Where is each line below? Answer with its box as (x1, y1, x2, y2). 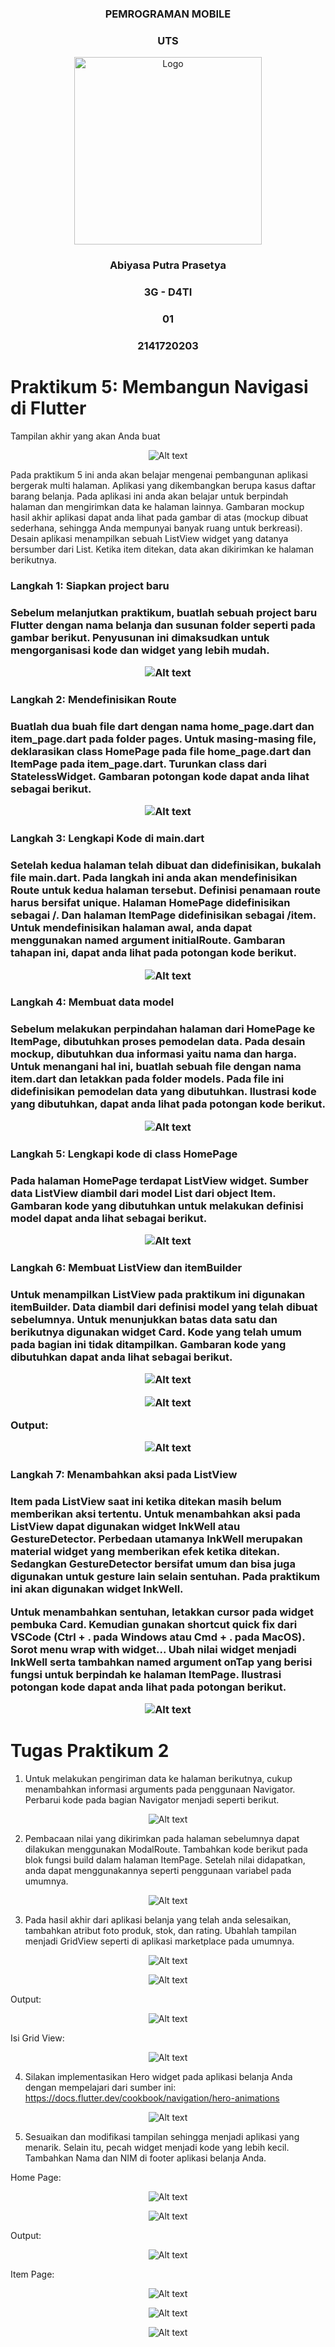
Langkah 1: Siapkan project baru (10, 578, 170, 592)
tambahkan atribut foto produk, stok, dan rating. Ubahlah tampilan (24, 1924, 297, 1936)
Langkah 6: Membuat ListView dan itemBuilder (10, 1260, 243, 1274)
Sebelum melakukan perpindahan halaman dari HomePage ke (10, 1022, 316, 1036)
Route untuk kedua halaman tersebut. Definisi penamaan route (10, 883, 321, 897)
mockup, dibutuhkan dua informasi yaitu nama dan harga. (10, 1047, 297, 1061)
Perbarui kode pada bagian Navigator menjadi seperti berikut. (24, 1793, 280, 1806)
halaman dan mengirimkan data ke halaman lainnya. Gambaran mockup (10, 500, 305, 512)
